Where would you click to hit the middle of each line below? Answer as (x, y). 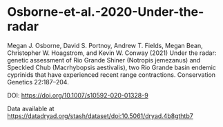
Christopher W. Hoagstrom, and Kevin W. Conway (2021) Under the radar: (112, 53)
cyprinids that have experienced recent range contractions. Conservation (111, 74)
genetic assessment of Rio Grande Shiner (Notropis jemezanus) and (104, 60)
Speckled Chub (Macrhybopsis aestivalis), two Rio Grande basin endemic (111, 67)
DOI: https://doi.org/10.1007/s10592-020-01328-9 (78, 95)
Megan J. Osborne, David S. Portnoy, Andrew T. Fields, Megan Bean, (105, 45)
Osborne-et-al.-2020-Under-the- (106, 12)
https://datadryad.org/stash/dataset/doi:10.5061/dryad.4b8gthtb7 (100, 116)
